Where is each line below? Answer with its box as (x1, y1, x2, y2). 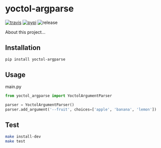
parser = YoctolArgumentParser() (5, 103, 75, 108)
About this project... (5, 29, 46, 35)
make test (5, 139, 26, 144)
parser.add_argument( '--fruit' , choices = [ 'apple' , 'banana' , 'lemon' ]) (5, 107, 157, 112)
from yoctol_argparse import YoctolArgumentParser (5, 93, 112, 99)
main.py (5, 84, 21, 90)
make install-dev (5, 134, 41, 139)
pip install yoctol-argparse (5, 57, 66, 62)
